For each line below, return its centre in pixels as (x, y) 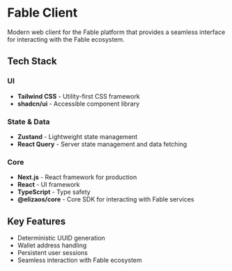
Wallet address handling (52, 245)
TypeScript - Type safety (54, 192)
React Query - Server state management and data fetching (102, 144)
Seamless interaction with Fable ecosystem (80, 260)
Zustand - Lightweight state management (77, 136)
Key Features (37, 221)
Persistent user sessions (53, 253)
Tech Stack (32, 61)
